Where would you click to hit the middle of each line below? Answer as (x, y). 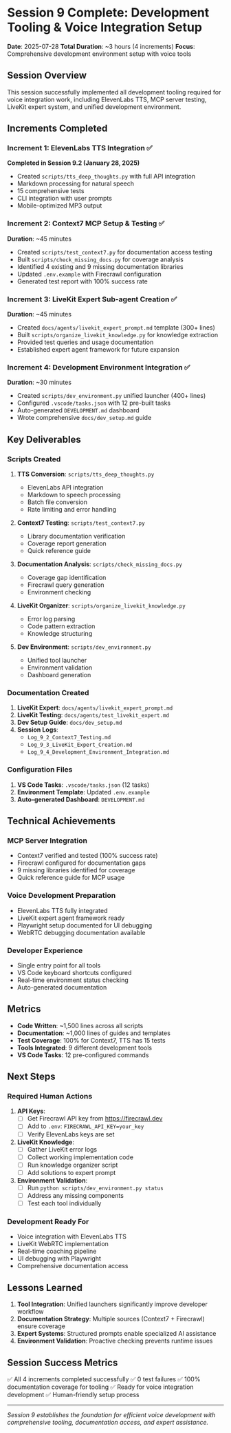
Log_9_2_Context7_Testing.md (69, 738)
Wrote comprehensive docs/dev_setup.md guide (84, 418)
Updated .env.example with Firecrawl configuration (89, 274)
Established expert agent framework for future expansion (98, 350)
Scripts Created (34, 459)
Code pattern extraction (61, 626)
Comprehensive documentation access (73, 1266)
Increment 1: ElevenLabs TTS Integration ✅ (80, 148)
